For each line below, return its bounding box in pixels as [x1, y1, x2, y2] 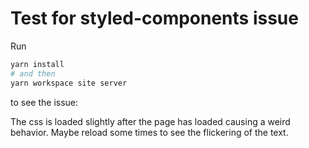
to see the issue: [10, 96, 79, 108]
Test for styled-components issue [10, 7, 299, 30]
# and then [10, 68, 56, 79]
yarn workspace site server [10, 78, 128, 88]
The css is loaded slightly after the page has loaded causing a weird [10, 115, 291, 127]
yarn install [10, 59, 65, 69]
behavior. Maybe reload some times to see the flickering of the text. [10, 126, 289, 138]
